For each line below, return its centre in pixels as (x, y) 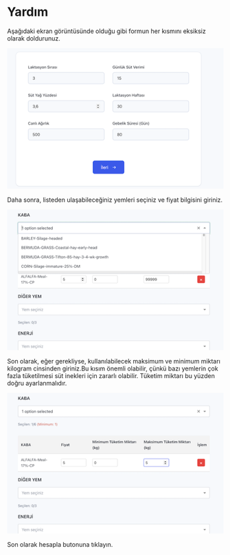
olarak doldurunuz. (34, 38)
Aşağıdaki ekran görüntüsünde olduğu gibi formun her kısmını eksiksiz (106, 31)
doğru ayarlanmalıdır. (37, 384)
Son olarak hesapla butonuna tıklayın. (60, 545)
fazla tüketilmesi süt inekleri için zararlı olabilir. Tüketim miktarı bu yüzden (111, 376)
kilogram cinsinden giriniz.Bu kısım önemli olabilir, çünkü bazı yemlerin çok (113, 368)
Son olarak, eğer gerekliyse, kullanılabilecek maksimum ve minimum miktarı (114, 362)
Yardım (28, 12)
